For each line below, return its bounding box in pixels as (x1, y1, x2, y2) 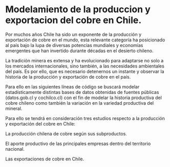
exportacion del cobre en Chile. (5, 14, 142, 26)
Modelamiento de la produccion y (5, 4, 151, 15)
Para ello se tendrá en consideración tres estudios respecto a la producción (5, 115, 165, 121)
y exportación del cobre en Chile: (5, 121, 76, 127)
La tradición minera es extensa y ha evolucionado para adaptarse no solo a (5, 57, 164, 63)
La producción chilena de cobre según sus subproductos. (5, 130, 127, 136)
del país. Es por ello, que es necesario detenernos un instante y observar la (5, 68, 165, 75)
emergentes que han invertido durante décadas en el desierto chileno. (5, 47, 154, 54)
